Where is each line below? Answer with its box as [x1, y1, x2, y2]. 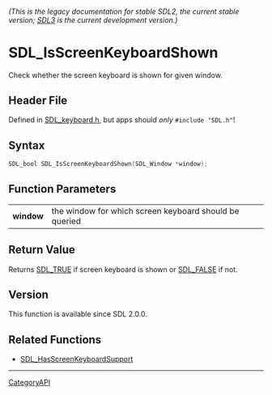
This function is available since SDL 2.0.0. [8, 309, 148, 319]
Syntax [8, 138, 45, 152]
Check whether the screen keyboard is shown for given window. [8, 70, 223, 80]
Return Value [8, 243, 75, 257]
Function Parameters [8, 182, 117, 196]
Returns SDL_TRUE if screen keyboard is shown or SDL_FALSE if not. [8, 264, 238, 274]
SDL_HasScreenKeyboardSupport [19, 355, 134, 364]
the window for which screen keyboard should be [51, 205, 240, 216]
